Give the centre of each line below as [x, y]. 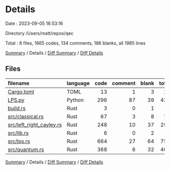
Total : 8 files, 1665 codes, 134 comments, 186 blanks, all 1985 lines [75, 43]
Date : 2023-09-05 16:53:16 [34, 23]
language [78, 83]
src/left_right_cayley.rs [35, 124]
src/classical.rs [26, 116]
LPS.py [16, 100]
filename [19, 83]
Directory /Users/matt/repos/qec [39, 33]
